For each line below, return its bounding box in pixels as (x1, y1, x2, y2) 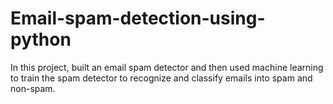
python (10, 28, 72, 51)
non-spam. (10, 82, 56, 94)
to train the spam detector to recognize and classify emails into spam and (10, 72, 313, 84)
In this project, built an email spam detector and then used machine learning (10, 61, 324, 73)
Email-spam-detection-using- (10, 7, 266, 30)
